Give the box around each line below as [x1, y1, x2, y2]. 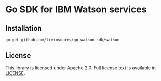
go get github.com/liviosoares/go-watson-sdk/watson [5, 37, 120, 42]
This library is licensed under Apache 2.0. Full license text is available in [5, 65, 156, 71]
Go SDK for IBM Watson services [5, 4, 147, 15]
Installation [5, 24, 42, 33]
